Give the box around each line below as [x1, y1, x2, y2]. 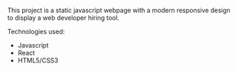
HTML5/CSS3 [17, 56, 58, 65]
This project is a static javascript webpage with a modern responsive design [7, 6, 231, 14]
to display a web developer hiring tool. [7, 13, 120, 22]
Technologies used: [7, 28, 65, 35]
